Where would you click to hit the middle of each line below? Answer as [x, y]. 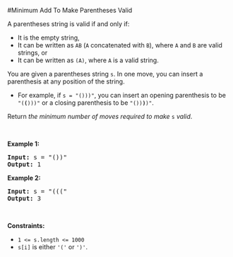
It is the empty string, [48, 38]
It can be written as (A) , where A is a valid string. [88, 60]
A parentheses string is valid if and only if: [68, 24]
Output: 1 [24, 165]
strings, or [32, 53]
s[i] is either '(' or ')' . [53, 247]
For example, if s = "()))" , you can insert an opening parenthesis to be [121, 95]
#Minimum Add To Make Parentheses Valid [70, 10]
